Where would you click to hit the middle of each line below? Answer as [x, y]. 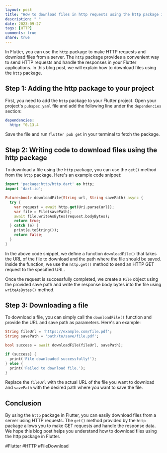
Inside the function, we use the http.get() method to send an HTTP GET [80, 264]
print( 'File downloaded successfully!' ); [53, 359]
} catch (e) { [24, 226]
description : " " [23, 19]
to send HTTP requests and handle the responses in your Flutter [71, 62]
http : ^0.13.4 [24, 125]
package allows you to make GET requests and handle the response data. [81, 426]
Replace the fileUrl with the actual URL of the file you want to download [80, 382]
